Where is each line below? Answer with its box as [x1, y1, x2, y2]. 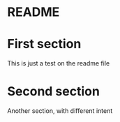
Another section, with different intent [7, 107, 113, 115]
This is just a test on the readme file [7, 59, 110, 68]
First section [7, 36, 82, 52]
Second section [7, 84, 100, 100]
